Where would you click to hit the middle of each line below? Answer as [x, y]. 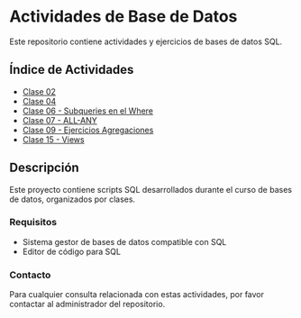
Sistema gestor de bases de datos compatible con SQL [124, 241]
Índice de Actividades [72, 70]
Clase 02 [39, 91]
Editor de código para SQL [72, 251]
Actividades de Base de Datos [123, 17]
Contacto [30, 275]
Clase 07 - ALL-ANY [59, 120]
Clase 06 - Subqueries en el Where [88, 111]
